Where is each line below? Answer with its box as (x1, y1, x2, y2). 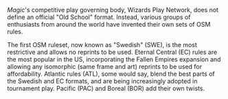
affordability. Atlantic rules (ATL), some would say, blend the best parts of (7, 70, 215, 78)
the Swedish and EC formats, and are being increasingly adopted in (7, 77, 198, 85)
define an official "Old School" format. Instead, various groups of (7, 13, 191, 21)
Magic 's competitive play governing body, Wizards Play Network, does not (7, 6, 218, 14)
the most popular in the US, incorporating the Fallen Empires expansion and (7, 55, 221, 63)
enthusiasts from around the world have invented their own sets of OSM (7, 20, 211, 28)
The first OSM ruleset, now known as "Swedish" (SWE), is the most (7, 41, 198, 48)
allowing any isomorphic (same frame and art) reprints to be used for (7, 63, 203, 70)
